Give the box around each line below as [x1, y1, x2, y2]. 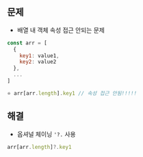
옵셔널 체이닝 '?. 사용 [16, 130, 77, 138]
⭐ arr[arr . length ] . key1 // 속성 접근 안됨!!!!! [7, 89, 138, 97]
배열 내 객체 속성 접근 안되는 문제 [16, 26, 105, 34]
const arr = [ [7, 40, 48, 46]
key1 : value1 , [19, 52, 60, 59]
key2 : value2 [19, 59, 57, 66]
